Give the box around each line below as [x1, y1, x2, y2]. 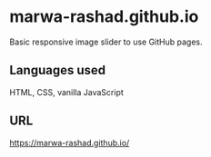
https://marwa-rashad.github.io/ [9, 137, 130, 148]
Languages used [9, 63, 106, 78]
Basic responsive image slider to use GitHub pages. [9, 36, 203, 47]
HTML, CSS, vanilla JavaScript [9, 86, 125, 97]
